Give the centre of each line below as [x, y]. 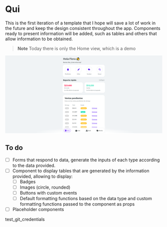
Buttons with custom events [48, 193]
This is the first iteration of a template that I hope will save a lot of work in [81, 23]
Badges [28, 181]
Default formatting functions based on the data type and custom [86, 199]
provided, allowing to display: [43, 176]
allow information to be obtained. [39, 39]
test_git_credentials [25, 220]
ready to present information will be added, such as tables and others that [81, 33]
